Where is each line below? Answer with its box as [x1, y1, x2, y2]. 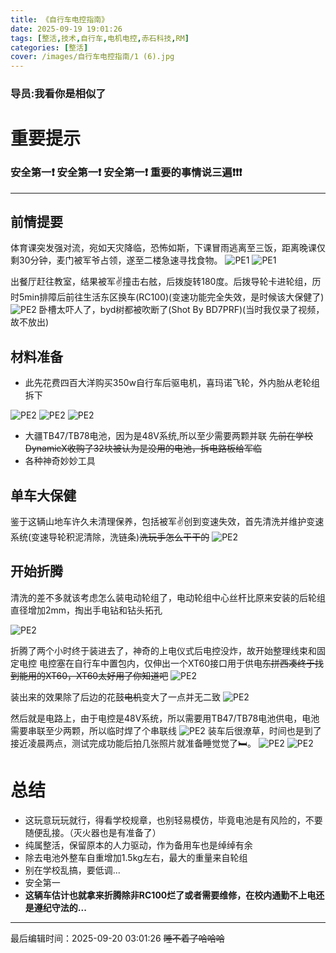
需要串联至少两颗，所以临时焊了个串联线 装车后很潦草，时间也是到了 [10, 724, 322, 736]
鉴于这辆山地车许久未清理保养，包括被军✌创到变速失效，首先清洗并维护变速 [10, 515, 325, 527]
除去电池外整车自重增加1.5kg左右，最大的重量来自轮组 [24, 851, 248, 863]
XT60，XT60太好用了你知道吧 [44, 669, 169, 681]
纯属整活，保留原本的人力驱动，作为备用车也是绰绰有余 [24, 839, 253, 851]
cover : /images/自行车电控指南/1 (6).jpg [10, 52, 175, 62]
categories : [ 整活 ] [10, 42, 89, 53]
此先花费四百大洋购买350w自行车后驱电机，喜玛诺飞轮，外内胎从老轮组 [24, 377, 321, 389]
